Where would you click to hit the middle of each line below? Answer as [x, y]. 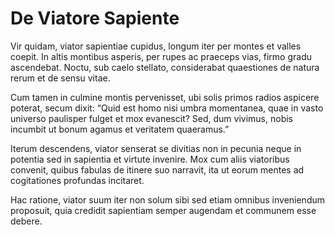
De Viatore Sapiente [95, 18]
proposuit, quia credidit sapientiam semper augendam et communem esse [163, 210]
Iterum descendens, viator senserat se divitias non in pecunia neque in [156, 148]
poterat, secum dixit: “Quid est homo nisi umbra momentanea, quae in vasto [167, 108]
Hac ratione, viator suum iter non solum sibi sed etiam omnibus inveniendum [168, 199]
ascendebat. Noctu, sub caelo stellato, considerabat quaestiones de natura [165, 67]
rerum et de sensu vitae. [60, 78]
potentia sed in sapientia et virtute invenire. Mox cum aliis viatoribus [150, 159]
